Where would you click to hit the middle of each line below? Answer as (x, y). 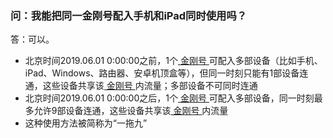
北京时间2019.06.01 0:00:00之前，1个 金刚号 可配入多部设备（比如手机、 (173, 61)
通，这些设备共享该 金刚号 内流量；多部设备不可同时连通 (141, 86)
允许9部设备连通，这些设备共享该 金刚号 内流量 (131, 111)
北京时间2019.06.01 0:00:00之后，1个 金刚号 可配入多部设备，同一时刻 (169, 98)
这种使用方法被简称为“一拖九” (86, 123)
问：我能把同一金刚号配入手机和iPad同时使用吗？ (129, 15)
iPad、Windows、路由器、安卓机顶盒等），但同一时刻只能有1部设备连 (166, 73)
